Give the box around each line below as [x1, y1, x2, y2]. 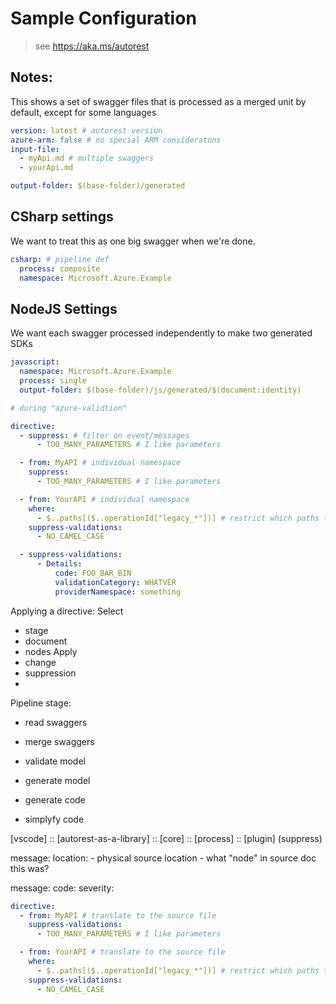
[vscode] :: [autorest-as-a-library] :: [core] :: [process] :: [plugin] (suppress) [10, 832, 323, 844]
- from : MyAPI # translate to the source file [19, 910, 217, 921]
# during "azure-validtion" [10, 403, 128, 413]
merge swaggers [24, 735, 95, 747]
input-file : [10, 144, 60, 154]
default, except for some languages [10, 106, 157, 118]
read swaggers [24, 716, 88, 728]
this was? [10, 862, 50, 874]
